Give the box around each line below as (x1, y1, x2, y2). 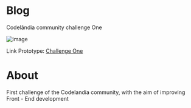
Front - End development (6, 95, 69, 102)
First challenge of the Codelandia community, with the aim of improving (6, 89, 186, 96)
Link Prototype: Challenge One (6, 47, 83, 55)
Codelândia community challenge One (6, 24, 102, 31)
